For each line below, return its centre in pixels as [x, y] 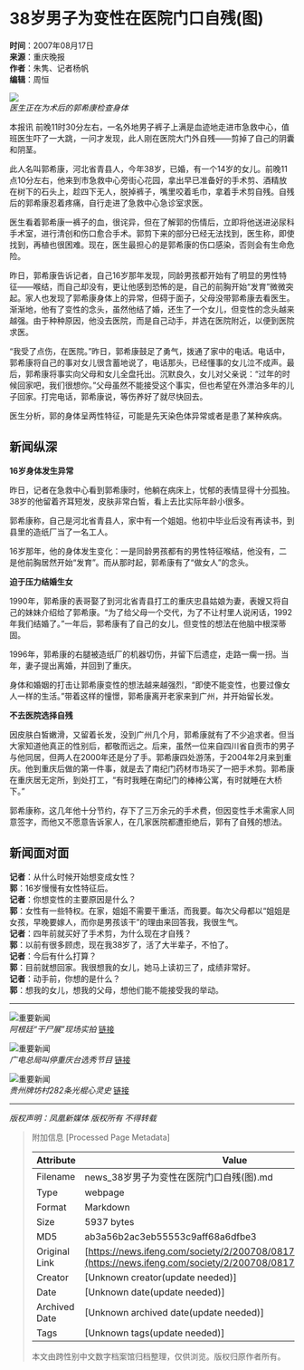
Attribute [56, 1160]
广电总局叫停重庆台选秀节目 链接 [70, 1059]
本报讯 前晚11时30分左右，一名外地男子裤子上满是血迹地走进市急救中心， [146, 127]
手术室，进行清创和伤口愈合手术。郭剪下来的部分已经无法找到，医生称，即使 [152, 233]
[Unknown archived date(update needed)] [175, 1312]
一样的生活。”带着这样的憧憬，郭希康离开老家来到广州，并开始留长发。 [147, 696]
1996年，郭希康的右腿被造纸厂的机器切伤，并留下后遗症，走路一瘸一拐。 [145, 654]
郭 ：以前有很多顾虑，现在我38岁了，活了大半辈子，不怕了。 [121, 944]
